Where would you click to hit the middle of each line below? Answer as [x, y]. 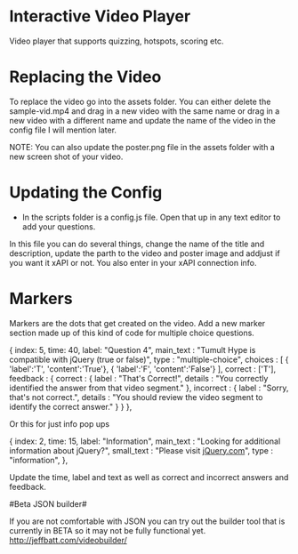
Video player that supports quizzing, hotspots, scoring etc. [117, 41]
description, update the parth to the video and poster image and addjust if [145, 253]
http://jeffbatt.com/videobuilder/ [68, 540]
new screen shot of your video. [66, 157]
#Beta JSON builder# [48, 503]
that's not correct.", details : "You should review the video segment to [136, 397]
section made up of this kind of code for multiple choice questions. [132, 333]
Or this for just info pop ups [59, 423]
